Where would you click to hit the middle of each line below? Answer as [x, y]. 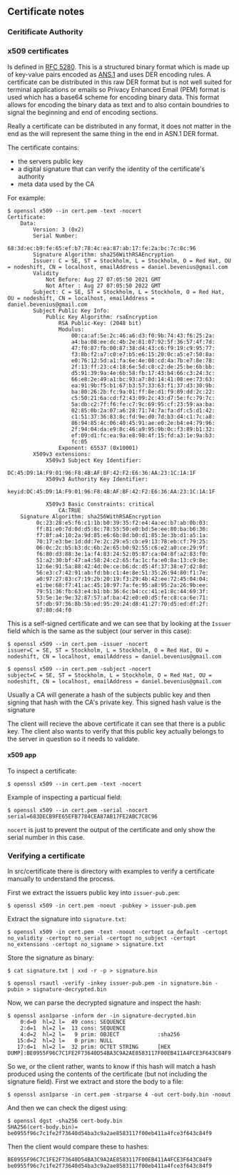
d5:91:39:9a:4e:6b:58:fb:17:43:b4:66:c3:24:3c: [143, 373]
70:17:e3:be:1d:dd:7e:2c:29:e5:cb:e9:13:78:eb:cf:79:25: [122, 541]
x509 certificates [38, 51]
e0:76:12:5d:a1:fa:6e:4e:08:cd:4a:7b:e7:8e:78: [143, 360]
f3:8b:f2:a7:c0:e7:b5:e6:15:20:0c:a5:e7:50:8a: [143, 354]
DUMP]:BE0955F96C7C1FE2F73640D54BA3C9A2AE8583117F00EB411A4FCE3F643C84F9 [119, 1053]
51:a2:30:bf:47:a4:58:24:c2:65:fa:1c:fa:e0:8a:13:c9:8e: [122, 560]
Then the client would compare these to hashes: [78, 1146]
